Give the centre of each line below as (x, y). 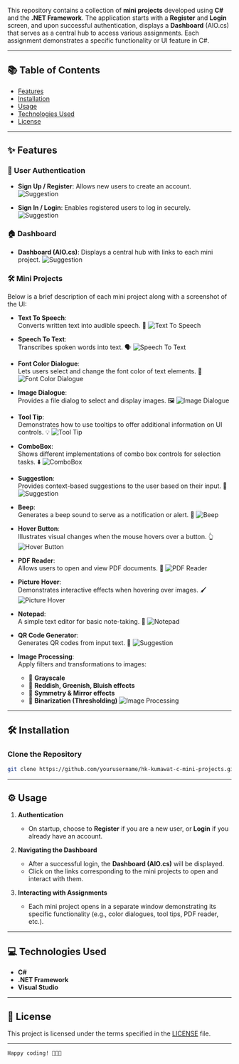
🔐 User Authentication (46, 171)
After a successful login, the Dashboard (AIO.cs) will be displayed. (126, 864)
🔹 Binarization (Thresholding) (73, 701)
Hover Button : (39, 528)
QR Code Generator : (48, 635)
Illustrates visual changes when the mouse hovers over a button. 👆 (116, 537)
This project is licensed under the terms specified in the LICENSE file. (109, 1033)
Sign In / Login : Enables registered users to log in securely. (104, 207)
